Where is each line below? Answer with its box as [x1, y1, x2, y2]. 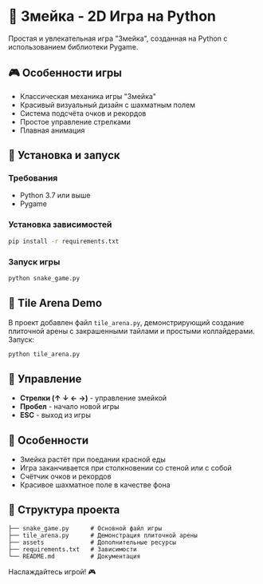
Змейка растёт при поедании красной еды [19, 455, 166, 464]
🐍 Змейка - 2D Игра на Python [8, 7, 217, 26]
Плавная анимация [19, 125, 85, 135]
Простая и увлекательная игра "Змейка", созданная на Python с [8, 34, 228, 43]
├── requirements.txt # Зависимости [8, 545, 137, 554]
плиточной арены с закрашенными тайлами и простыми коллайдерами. [8, 326, 255, 336]
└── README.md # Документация [8, 552, 141, 560]
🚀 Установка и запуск [8, 149, 120, 162]
